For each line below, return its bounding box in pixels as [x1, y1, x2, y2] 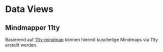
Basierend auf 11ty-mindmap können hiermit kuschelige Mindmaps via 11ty [5, 36, 158, 42]
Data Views [5, 3, 54, 15]
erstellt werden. [5, 42, 37, 48]
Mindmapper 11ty [5, 23, 60, 32]
